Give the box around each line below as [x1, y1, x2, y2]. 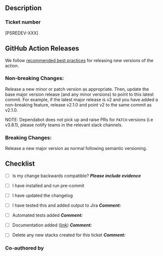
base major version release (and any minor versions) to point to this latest [5, 91, 154, 97]
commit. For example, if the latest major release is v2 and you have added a [5, 96, 158, 103]
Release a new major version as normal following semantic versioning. [5, 146, 147, 151]
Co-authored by [5, 245, 44, 252]
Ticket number [5, 19, 41, 26]
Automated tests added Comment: [12, 212, 83, 219]
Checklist [5, 160, 35, 168]
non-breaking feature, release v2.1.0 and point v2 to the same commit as [5, 102, 152, 108]
